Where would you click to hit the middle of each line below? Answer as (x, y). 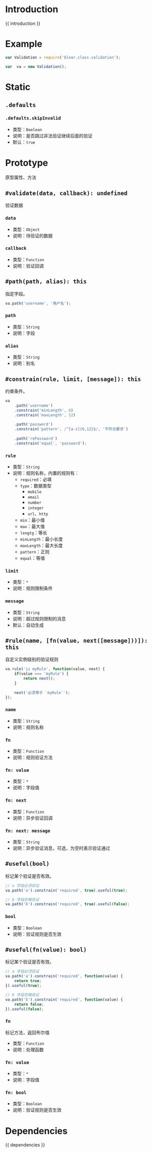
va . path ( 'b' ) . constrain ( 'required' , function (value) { (64, 999)
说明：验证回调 (28, 266)
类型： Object (26, 229)
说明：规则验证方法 (33, 757)
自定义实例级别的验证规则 (32, 660)
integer (36, 508)
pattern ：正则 (35, 551)
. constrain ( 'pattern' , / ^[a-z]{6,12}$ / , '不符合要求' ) (71, 429)
